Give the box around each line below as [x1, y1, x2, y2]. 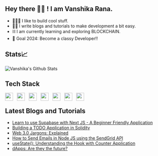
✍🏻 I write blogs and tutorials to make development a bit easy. [12, 23, 136, 29]
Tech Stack [5, 80, 40, 88]
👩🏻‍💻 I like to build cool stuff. [12, 18, 69, 23]
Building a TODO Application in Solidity [12, 125, 90, 131]
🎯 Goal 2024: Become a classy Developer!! [12, 35, 98, 41]
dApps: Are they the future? [12, 146, 68, 152]
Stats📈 [5, 50, 28, 58]
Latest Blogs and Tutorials [5, 107, 86, 115]
